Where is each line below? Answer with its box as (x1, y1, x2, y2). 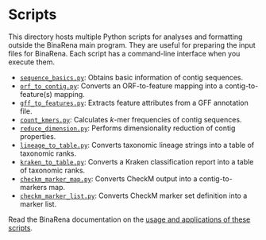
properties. (19, 131, 56, 141)
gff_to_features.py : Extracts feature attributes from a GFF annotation (19, 98, 249, 107)
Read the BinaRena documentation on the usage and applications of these (8, 215, 251, 224)
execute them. (8, 57, 56, 67)
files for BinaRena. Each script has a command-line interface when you (8, 48, 241, 58)
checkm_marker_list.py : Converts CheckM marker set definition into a (19, 191, 248, 200)
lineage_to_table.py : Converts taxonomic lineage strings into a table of (19, 140, 255, 149)
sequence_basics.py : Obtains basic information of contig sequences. (19, 72, 244, 82)
